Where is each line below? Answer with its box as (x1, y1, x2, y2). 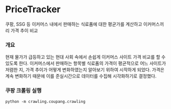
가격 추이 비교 (10, 27, 38, 34)
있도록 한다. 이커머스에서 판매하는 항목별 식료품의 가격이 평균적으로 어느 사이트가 (5, 60, 166, 67)
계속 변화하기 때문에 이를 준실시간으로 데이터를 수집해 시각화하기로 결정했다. (5, 73, 157, 79)
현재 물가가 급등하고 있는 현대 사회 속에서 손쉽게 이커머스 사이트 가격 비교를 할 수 (5, 54, 166, 60)
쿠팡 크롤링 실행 (5, 87, 42, 94)
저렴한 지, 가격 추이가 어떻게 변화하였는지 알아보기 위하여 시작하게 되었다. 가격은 (5, 67, 165, 73)
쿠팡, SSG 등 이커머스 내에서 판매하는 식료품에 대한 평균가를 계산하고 (5, 21, 142, 27)
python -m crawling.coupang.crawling (5, 99, 86, 104)
